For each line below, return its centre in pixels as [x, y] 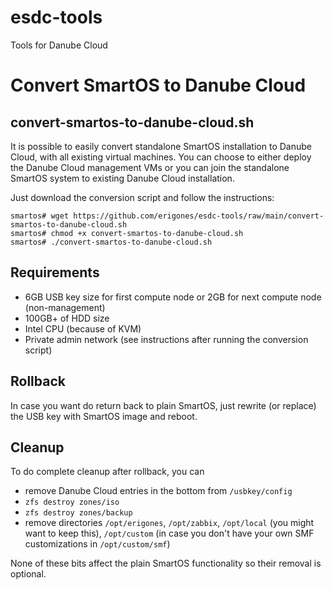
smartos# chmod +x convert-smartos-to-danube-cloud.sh [127, 233]
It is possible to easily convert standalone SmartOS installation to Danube [161, 146]
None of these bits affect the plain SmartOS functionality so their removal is [166, 563]
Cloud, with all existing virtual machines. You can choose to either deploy [161, 157]
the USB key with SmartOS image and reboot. [104, 416]
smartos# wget [40, 216]
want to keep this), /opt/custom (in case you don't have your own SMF [169, 533]
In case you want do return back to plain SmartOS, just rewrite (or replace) [163, 405]
